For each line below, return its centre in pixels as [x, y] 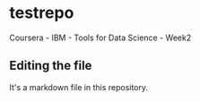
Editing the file [51, 66]
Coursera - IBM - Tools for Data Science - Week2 [100, 38]
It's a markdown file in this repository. [79, 87]
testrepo [42, 13]
